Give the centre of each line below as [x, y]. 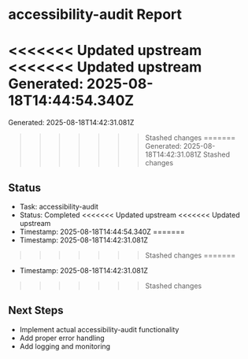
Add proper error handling [62, 338]
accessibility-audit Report [95, 15]
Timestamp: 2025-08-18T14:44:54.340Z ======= [102, 231]
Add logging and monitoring [65, 346]
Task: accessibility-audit [59, 206]
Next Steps [36, 311]
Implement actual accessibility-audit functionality [99, 329]
